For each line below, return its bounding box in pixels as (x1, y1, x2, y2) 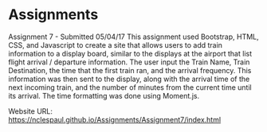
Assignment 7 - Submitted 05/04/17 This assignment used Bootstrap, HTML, (8, 32, 259, 41)
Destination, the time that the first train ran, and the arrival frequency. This (8, 65, 252, 75)
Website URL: (8, 106, 53, 116)
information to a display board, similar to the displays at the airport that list (8, 49, 253, 58)
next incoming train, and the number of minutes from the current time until (8, 82, 253, 92)
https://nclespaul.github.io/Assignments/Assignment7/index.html (8, 115, 222, 124)
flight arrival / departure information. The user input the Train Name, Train (8, 57, 250, 67)
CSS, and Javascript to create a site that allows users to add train (8, 40, 223, 49)
